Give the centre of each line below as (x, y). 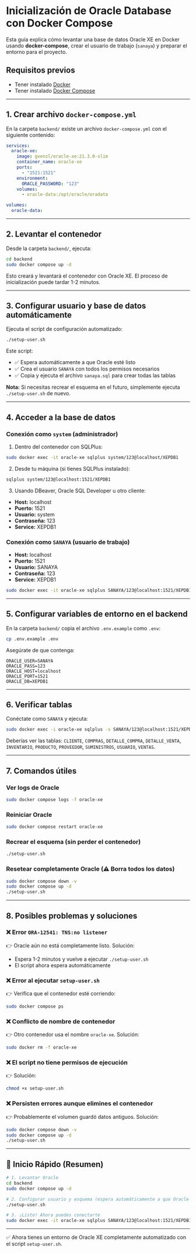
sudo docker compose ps (35, 1006)
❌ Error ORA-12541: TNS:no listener (57, 932)
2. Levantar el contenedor (54, 234)
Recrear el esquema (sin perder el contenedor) (73, 841)
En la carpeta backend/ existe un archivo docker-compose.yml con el (87, 129)
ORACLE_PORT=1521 (27, 676)
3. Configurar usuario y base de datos (76, 306)
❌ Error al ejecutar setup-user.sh (53, 980)
